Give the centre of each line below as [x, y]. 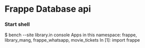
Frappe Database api [48, 9]
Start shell [17, 24]
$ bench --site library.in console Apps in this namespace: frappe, [71, 35]
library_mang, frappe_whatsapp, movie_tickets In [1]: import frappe [72, 40]
